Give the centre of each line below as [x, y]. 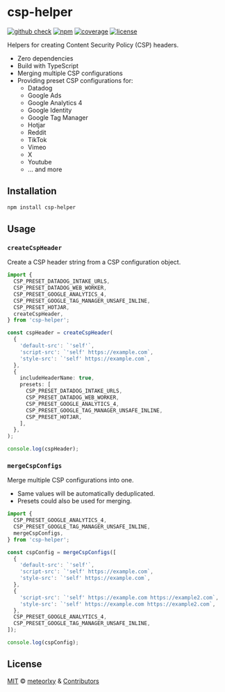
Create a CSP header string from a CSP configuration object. [94, 262]
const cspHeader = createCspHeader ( [60, 333]
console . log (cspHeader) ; [43, 449]
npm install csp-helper [42, 207]
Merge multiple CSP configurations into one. [70, 480]
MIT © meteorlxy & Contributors [53, 681]
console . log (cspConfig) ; [43, 643]
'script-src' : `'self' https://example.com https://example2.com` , [119, 597]
